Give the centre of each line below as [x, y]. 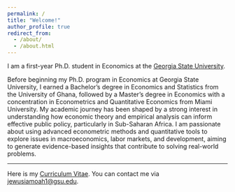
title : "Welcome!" [34, 20]
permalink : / [26, 14]
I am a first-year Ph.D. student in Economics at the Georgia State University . [116, 66]
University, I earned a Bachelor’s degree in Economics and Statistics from [113, 87]
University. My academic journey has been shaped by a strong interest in [113, 109]
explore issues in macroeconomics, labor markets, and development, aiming [117, 139]
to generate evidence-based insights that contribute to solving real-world [113, 146]
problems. [22, 154]
